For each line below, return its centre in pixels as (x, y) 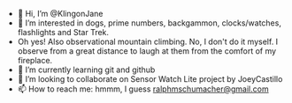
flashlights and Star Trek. (63, 32)
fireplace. (35, 60)
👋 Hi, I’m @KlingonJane (60, 14)
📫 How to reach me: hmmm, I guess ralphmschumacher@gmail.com (143, 89)
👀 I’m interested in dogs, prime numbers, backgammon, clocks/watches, (149, 23)
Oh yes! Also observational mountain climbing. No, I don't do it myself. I (148, 41)
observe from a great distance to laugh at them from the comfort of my (147, 51)
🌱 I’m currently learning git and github (86, 70)
